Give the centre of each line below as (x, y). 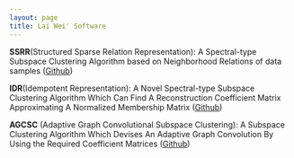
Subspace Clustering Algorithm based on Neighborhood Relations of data (146, 61)
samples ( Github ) (41, 70)
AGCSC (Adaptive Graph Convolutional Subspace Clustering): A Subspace (147, 124)
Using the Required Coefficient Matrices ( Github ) (100, 144)
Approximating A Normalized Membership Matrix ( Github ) (116, 107)
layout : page (34, 18)
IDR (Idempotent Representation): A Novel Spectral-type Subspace (132, 88)
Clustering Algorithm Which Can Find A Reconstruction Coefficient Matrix (145, 97)
